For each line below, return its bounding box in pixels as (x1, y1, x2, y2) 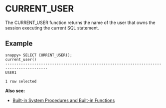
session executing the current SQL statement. (5, 24, 99, 30)
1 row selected (5, 78, 37, 84)
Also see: (5, 87, 25, 93)
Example (5, 39, 33, 48)
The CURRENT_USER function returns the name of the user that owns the (5, 19, 156, 25)
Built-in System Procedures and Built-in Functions (12, 97, 115, 103)
